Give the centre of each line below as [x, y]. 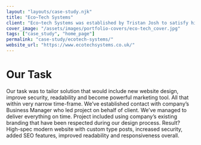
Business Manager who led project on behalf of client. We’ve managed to [97, 110]
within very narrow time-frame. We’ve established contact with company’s [98, 104]
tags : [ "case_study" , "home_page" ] [51, 34]
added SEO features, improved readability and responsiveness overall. [93, 135]
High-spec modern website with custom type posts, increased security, [95, 129]
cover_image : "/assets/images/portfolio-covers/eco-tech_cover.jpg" [93, 28]
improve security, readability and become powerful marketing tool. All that [98, 97]
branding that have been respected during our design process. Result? [93, 122]
